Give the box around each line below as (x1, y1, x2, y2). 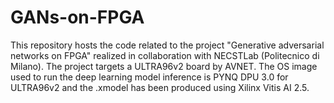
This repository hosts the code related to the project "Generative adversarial (10, 39, 325, 51)
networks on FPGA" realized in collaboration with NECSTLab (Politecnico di (10, 49, 320, 61)
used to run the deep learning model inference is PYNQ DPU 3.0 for (10, 71, 289, 83)
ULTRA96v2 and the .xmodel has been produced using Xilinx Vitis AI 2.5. (10, 81, 310, 93)
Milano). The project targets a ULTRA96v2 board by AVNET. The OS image (10, 60, 318, 72)
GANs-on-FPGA (10, 6, 145, 29)
